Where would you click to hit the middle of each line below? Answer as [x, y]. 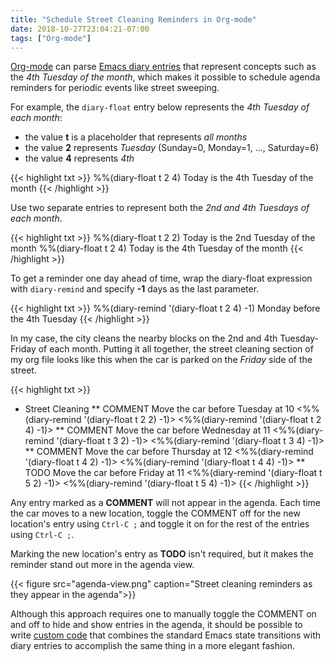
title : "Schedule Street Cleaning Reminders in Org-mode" [133, 19]
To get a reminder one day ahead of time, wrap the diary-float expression [161, 278]
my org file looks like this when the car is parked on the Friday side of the [161, 360]
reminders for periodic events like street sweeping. [115, 88]
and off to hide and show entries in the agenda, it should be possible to [156, 625]
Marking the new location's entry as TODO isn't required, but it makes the [162, 554]
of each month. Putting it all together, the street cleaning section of [176, 349]
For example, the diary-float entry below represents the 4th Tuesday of [160, 107]
